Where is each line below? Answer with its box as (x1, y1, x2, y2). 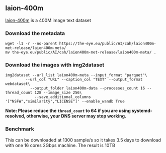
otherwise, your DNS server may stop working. (26, 113, 127, 119)
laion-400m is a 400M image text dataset (5, 17, 92, 23)
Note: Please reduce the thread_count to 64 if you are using (5, 107, 131, 114)
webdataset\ (5, 81, 30, 86)
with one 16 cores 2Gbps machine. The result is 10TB (5, 142, 116, 148)
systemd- (131, 107, 152, 114)
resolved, (5, 113, 26, 119)
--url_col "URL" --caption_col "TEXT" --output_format (25, 77, 143, 82)
